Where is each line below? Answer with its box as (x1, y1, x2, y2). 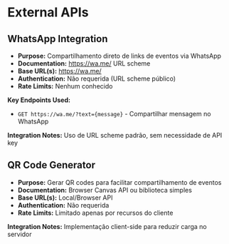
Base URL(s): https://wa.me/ (17, 67, 102, 75)
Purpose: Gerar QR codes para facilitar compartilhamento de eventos (17, 178, 222, 186)
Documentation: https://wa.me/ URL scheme (17, 59, 151, 68)
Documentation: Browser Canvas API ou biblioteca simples (17, 185, 192, 194)
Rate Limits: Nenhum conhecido (17, 82, 113, 90)
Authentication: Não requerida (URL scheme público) (17, 74, 176, 83)
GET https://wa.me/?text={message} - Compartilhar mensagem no (17, 110, 211, 118)
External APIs (7, 4, 89, 21)
